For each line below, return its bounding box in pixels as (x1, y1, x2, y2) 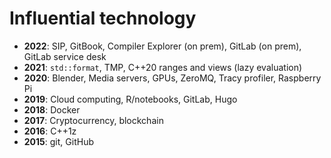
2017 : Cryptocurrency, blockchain (23, 114, 164, 126)
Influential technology (9, 7, 197, 30)
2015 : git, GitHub (23, 135, 94, 147)
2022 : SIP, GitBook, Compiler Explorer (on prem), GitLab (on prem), (23, 40, 302, 52)
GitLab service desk (23, 50, 107, 62)
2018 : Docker (23, 103, 81, 116)
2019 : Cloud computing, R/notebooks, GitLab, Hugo (23, 93, 238, 105)
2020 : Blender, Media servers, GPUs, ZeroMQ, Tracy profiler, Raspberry (23, 72, 322, 84)
